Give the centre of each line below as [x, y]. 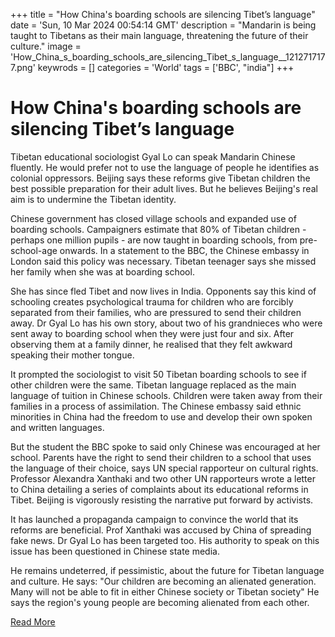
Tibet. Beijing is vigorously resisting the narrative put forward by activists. [162, 500]
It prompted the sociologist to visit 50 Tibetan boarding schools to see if [158, 374]
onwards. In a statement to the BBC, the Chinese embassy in [184, 250]
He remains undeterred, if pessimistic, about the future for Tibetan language [167, 570]
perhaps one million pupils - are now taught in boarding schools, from [154, 240]
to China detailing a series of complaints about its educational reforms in [159, 489]
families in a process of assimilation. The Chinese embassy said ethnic [156, 406]
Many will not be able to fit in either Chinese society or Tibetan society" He [165, 591]
